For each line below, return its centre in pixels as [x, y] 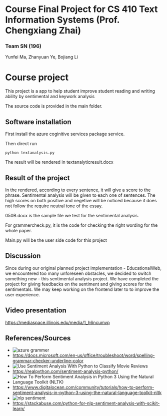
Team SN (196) [23, 46]
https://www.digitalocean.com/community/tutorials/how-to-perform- [83, 387]
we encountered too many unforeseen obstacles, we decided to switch [78, 273]
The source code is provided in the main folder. [54, 106]
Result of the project [37, 178]
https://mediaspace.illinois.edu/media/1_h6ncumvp [57, 322]
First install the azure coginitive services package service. [65, 134]
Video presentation [36, 311]
